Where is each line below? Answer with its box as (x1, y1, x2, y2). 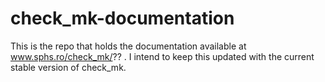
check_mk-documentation (10, 7, 235, 30)
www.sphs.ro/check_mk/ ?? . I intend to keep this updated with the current (10, 50, 315, 62)
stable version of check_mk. (10, 61, 127, 73)
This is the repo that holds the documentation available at (10, 40, 247, 52)
